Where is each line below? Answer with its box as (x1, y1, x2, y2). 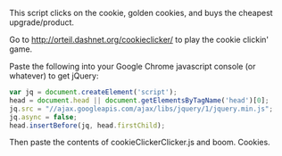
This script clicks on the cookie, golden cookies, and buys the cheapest (9, 8, 274, 18)
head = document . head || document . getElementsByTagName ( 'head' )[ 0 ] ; (9, 95, 270, 105)
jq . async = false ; (9, 112, 78, 121)
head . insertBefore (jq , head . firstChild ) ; (9, 120, 166, 130)
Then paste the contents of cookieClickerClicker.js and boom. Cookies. (9, 137, 270, 148)
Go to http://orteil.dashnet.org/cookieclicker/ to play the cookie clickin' (9, 35, 270, 45)
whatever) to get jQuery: (9, 70, 99, 81)
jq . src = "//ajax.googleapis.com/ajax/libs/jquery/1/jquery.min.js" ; (9, 104, 274, 113)
